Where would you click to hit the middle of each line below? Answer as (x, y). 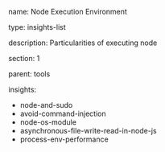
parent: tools (29, 74)
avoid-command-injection (63, 113)
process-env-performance (64, 139)
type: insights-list (37, 27)
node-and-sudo (46, 105)
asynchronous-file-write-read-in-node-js (88, 131)
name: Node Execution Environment (68, 12)
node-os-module (48, 122)
